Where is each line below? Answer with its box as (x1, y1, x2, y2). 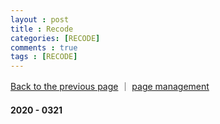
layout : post (10, 14, 70, 25)
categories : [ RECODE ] (10, 33, 101, 43)
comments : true (10, 42, 78, 53)
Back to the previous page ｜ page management (10, 81, 210, 93)
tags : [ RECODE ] (10, 52, 78, 62)
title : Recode (10, 24, 74, 34)
